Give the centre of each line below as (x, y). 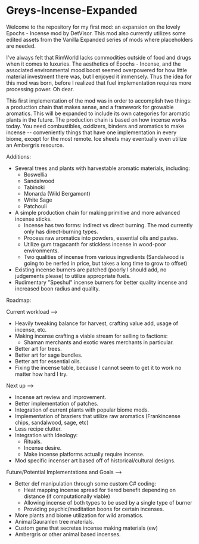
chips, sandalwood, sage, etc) (52, 422)
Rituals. (33, 441)
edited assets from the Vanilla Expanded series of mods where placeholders (100, 39)
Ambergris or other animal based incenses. (68, 534)
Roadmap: (19, 300)
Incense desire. (43, 447)
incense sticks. (33, 219)
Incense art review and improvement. (60, 397)
